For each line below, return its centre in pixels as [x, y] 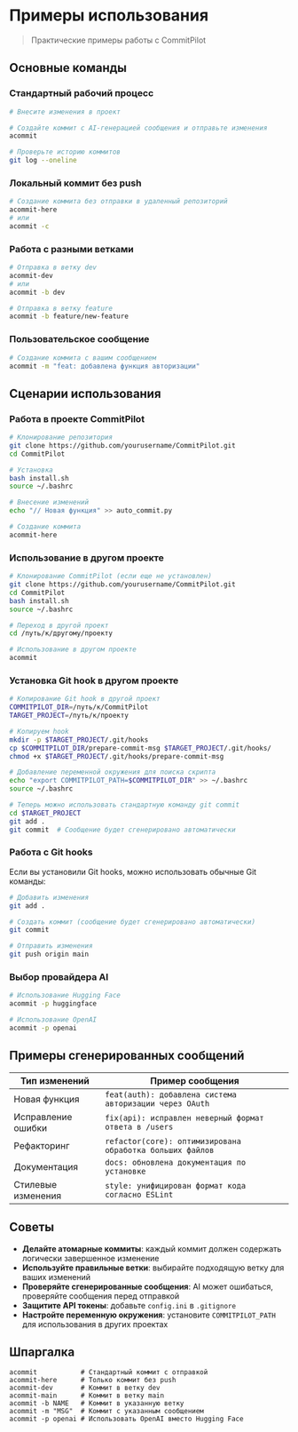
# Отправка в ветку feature [61, 308]
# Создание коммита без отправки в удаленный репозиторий [118, 202]
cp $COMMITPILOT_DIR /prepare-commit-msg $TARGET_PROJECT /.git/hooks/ [141, 748]
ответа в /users [139, 1126]
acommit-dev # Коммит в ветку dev [85, 1388]
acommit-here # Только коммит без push [93, 1380]
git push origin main [49, 955]
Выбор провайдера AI [59, 977]
